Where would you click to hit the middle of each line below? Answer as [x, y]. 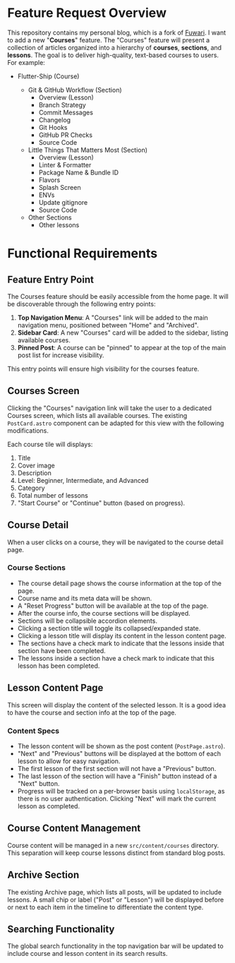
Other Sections [50, 217]
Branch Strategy [62, 104]
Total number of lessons [53, 495]
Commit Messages [66, 112]
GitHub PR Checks [66, 135]
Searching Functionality [61, 929]
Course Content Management [74, 829]
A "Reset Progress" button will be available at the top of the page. [113, 606]
